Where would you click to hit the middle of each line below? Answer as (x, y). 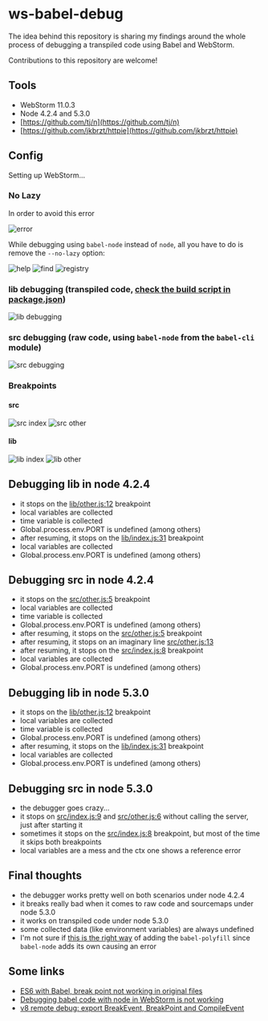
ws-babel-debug (66, 14)
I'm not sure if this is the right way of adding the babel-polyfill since (135, 938)
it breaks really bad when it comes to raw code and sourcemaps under (137, 903)
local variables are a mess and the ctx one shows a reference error (130, 851)
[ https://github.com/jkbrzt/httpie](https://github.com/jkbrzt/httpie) (129, 130)
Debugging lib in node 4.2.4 (79, 484)
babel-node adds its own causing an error (88, 946)
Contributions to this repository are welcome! (83, 60)
